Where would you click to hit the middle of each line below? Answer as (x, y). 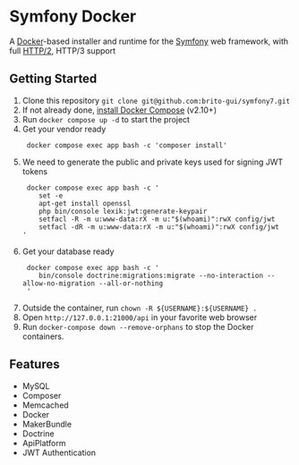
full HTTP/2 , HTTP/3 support (63, 50)
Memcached (45, 405)
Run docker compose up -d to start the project (106, 119)
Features (34, 364)
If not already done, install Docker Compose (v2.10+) (120, 110)
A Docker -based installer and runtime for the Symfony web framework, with (149, 41)
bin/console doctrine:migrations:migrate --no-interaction (151, 275)
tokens (34, 171)
